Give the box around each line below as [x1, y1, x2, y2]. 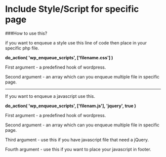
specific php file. [5, 45, 40, 51]
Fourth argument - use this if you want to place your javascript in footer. [5, 146, 152, 152]
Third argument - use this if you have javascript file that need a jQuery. [5, 137, 149, 143]
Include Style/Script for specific [5, 3, 139, 15]
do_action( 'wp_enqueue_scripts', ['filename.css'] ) [5, 54, 114, 60]
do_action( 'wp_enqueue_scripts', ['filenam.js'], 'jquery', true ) [5, 103, 136, 109]
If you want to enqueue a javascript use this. [5, 93, 95, 99]
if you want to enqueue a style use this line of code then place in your [5, 39, 147, 45]
